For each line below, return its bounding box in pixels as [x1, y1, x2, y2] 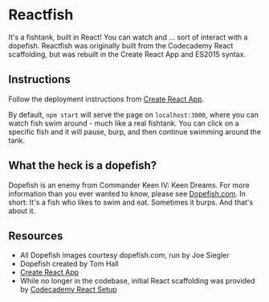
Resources [8, 229, 63, 242]
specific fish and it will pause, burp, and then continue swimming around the [8, 126, 262, 136]
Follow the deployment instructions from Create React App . [8, 94, 205, 104]
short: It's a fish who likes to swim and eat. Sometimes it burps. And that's [8, 197, 254, 207]
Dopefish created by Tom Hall [19, 259, 119, 269]
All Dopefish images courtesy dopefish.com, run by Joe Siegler [19, 250, 230, 260]
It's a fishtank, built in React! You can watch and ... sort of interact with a [8, 32, 248, 42]
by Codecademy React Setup [19, 284, 117, 295]
